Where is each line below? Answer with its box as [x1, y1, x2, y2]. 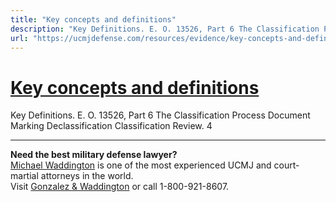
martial [10, 170, 39, 182]
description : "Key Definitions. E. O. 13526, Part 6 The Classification [10, 24, 320, 34]
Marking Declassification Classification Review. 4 [10, 120, 213, 132]
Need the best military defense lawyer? [10, 149, 178, 161]
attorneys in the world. [40, 170, 134, 182]
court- [273, 159, 300, 171]
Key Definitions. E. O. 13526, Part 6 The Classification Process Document [10, 109, 311, 121]
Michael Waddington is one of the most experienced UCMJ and [10, 159, 272, 171]
